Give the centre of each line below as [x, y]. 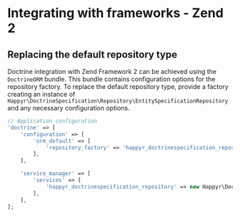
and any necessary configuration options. [69, 108]
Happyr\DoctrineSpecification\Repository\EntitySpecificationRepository [118, 101]
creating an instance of [41, 94]
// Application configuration [52, 121]
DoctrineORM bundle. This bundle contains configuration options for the [111, 79]
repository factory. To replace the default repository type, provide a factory [118, 86]
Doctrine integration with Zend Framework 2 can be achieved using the [112, 72]
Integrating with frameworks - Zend [115, 13]
